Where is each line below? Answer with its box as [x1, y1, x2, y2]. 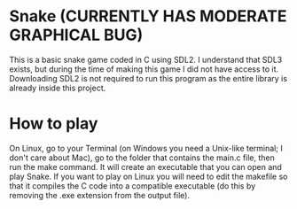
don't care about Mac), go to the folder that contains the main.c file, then [9, 152, 275, 163]
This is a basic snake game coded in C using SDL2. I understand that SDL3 [9, 54, 283, 65]
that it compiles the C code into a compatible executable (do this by [9, 180, 256, 191]
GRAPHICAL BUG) [9, 25, 144, 45]
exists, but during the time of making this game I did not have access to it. [9, 64, 279, 74]
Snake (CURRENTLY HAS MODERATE [9, 6, 287, 27]
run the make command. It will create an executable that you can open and [9, 161, 282, 172]
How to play [9, 113, 98, 134]
